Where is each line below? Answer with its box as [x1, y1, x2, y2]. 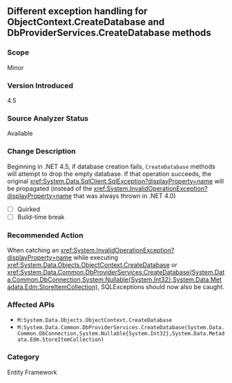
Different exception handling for [7, 6, 148, 17]
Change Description [7, 146, 76, 156]
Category [7, 352, 40, 362]
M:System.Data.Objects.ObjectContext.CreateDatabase [17, 317, 173, 324]
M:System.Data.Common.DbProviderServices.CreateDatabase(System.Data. [17, 324, 225, 331]
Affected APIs [7, 299, 55, 309]
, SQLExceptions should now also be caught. [97, 283, 224, 291]
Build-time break [17, 213, 65, 221]
